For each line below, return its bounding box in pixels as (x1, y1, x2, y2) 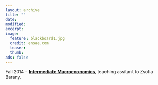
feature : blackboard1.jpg (10, 36, 65, 41)
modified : (5, 21, 27, 27)
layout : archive (5, 7, 40, 13)
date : (5, 17, 17, 22)
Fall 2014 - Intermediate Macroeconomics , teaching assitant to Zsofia (5, 69, 153, 75)
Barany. (5, 74, 21, 80)
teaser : (10, 45, 27, 50)
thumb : (10, 50, 24, 55)
